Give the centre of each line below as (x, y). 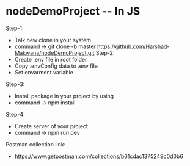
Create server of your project (51, 126)
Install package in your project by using (64, 96)
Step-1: (15, 28)
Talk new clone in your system (53, 40)
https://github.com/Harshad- (133, 46)
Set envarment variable (44, 72)
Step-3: (15, 84)
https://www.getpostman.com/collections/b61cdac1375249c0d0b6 (99, 156)
